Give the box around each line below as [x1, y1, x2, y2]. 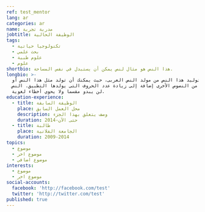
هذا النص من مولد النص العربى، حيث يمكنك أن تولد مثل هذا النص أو [12, 77, 184, 83]
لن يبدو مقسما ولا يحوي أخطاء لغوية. [12, 89, 105, 95]
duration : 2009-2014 [17, 134, 70, 141]
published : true [6, 196, 48, 202]
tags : [6, 37, 20, 43]
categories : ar [6, 20, 45, 26]
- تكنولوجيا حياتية [12, 43, 62, 49]
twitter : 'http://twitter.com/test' [12, 191, 105, 197]
